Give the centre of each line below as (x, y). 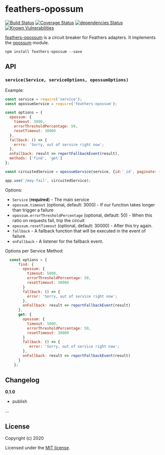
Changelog (22, 380)
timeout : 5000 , (42, 274)
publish (20, 401)
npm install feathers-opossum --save (44, 52)
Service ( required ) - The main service (51, 199)
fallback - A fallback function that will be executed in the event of (79, 231)
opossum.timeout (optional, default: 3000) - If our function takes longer (83, 204)
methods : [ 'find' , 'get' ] (36, 158)
